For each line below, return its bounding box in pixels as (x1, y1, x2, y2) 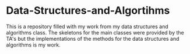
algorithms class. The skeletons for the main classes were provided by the (6, 29, 185, 36)
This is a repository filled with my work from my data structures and (6, 23, 169, 30)
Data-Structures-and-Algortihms (6, 4, 170, 17)
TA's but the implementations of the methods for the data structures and (6, 35, 180, 42)
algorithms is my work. (6, 41, 61, 48)
